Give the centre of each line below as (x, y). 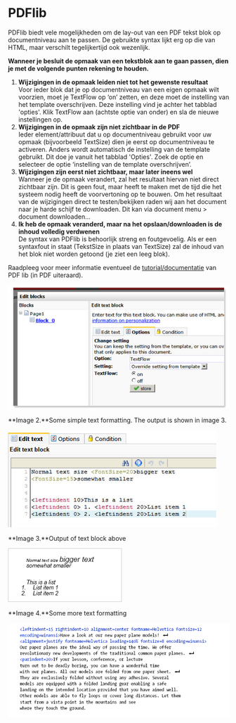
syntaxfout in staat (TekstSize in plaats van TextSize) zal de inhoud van (121, 246)
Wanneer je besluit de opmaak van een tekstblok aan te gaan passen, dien (118, 60)
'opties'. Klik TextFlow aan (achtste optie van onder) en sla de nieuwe (118, 112)
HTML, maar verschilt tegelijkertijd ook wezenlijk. (79, 47)
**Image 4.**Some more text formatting (67, 613)
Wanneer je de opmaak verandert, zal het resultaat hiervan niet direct (118, 179)
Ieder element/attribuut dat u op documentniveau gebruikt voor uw (115, 134)
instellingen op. (40, 119)
